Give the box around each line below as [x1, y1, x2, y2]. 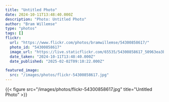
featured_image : [5, 68, 39, 73]
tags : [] [5, 31, 24, 36]
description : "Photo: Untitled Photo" [5, 17, 87, 22]
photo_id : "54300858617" [10, 45, 62, 50]
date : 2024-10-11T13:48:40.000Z [5, 12, 73, 17]
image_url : [10, 49, 33, 54]
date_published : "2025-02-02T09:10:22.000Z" [10, 59, 105, 64]
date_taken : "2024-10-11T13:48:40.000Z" [10, 54, 96, 59]
